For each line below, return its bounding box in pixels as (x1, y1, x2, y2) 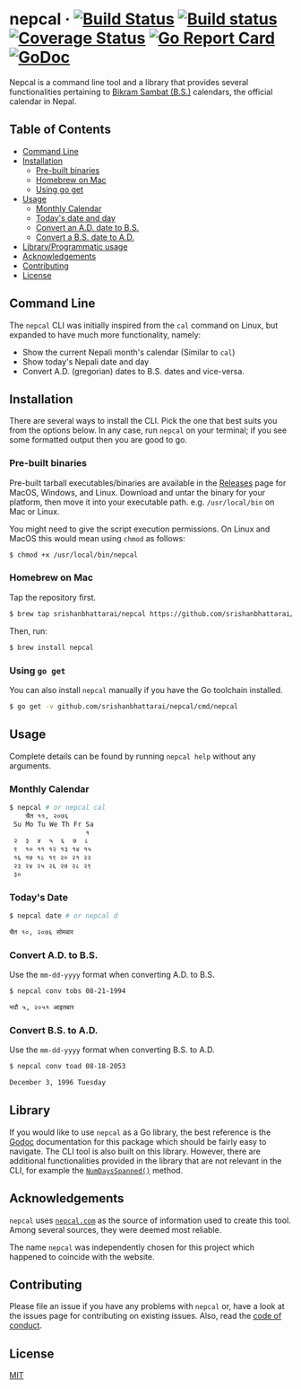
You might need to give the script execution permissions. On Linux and (9, 523, 271, 534)
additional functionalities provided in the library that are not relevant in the (9, 1155, 282, 1166)
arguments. (9, 760, 52, 771)
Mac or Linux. (9, 505, 60, 516)
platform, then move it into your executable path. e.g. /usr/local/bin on (9, 497, 275, 507)
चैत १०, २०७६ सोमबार (9, 927, 74, 936)
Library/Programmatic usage (21, 241, 128, 251)
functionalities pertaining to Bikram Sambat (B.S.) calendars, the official (9, 86, 273, 97)
